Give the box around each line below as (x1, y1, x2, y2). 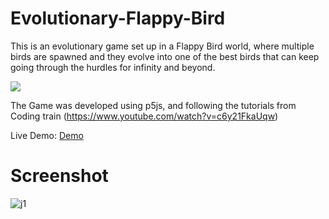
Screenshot (10, 165, 109, 187)
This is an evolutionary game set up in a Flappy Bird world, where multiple (10, 40, 315, 52)
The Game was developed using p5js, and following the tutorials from (10, 99, 297, 111)
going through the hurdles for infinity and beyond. (10, 61, 216, 73)
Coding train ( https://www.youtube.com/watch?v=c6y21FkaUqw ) (10, 110, 279, 122)
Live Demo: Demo (10, 129, 84, 141)
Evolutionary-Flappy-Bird (10, 7, 226, 30)
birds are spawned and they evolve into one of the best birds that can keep (10, 50, 320, 62)
